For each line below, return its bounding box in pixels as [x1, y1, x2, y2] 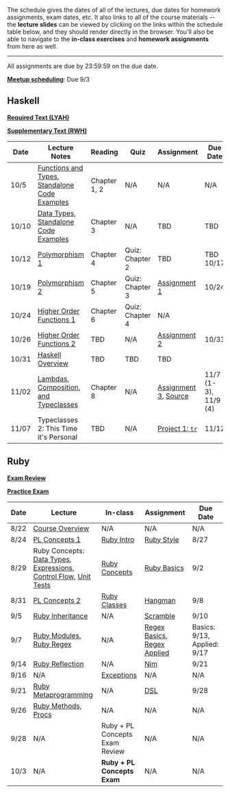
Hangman [144, 595, 176, 605]
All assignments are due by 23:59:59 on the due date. [7, 62, 159, 70]
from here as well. [7, 43, 58, 50]
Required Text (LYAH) [7, 113, 70, 121]
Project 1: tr [157, 423, 198, 433]
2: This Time [37, 423, 78, 433]
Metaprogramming [33, 689, 94, 699]
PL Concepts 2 [33, 595, 81, 605]
